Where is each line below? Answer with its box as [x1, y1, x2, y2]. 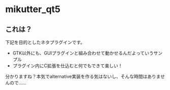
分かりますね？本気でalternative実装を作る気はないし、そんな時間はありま [5, 73, 161, 79]
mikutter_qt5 [5, 4, 61, 15]
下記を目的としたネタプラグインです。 [5, 39, 85, 45]
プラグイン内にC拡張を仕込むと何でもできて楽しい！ [12, 63, 123, 69]
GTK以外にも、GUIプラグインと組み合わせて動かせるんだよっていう [12, 50, 154, 56]
